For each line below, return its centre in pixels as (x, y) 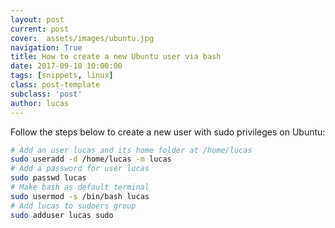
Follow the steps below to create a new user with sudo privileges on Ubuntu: (168, 132)
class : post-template (55, 85)
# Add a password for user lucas (80, 169)
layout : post (37, 19)
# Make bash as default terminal (80, 187)
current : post (40, 29)
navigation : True (46, 47)
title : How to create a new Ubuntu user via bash (116, 57)
